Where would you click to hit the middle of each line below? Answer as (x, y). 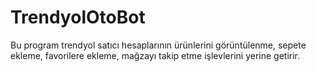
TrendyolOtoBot (78, 17)
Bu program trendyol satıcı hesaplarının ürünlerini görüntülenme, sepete (158, 45)
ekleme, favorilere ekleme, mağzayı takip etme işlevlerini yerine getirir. (155, 55)
